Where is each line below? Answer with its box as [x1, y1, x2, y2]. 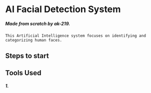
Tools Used [5, 68, 42, 77]
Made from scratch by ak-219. [5, 20, 70, 26]
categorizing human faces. [5, 38, 62, 43]
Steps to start [5, 52, 49, 60]
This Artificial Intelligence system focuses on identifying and [5, 33, 146, 38]
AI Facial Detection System [5, 4, 121, 15]
